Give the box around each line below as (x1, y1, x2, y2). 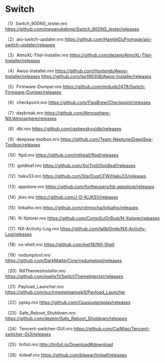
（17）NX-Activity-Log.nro (5, 225, 59, 231)
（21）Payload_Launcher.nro (5, 283, 64, 289)
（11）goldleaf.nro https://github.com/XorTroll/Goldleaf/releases (5, 162, 136, 168)
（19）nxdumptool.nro (5, 252, 51, 258)
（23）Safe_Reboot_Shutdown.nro (5, 310, 76, 315)
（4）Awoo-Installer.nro (5, 68, 55, 74)
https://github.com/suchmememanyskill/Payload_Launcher (5, 289, 125, 295)
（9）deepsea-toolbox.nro (5, 136, 59, 142)
